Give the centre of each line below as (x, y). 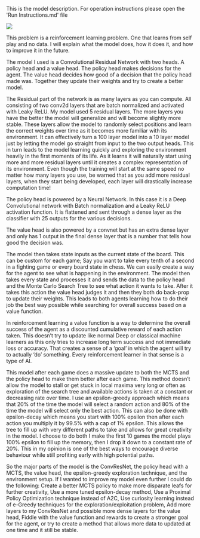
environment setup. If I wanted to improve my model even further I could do (99, 479)
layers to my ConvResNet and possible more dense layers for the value (93, 511)
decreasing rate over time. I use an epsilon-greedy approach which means (98, 398)
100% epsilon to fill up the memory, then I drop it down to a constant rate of (99, 442)
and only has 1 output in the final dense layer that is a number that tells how (99, 236)
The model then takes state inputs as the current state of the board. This (95, 254)
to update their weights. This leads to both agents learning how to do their (97, 299)
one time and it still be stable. (42, 530)
